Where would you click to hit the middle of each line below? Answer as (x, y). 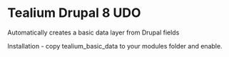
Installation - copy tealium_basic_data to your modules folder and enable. (115, 46)
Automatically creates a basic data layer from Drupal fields (93, 32)
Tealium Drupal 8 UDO (74, 13)
